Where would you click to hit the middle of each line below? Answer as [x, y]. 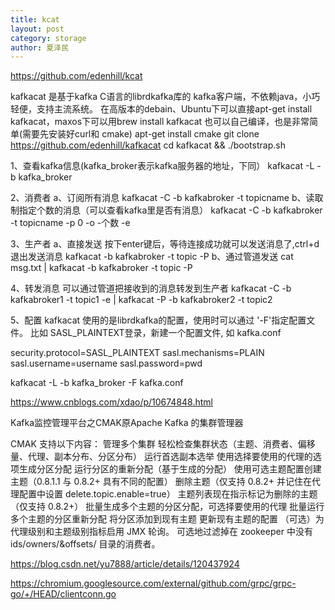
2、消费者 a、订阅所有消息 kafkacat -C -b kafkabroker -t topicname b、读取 [167, 198]
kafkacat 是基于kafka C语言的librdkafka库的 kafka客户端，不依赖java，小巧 [165, 97]
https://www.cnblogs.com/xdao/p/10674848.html [112, 402]
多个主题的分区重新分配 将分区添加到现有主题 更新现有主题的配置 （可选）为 [167, 519]
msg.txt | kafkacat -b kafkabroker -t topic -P [101, 268]
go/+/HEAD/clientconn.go [63, 594]
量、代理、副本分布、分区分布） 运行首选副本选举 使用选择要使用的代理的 [161, 457]
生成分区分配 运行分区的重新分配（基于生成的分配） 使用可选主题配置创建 [170, 469]
